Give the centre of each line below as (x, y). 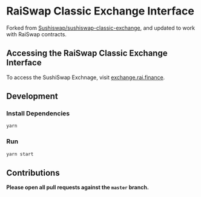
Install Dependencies (38, 114)
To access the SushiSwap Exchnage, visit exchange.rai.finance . (86, 77)
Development (32, 96)
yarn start (20, 154)
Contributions (33, 173)
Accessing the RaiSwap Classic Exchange (87, 53)
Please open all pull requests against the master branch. (78, 187)
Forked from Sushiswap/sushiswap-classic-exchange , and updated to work (101, 28)
